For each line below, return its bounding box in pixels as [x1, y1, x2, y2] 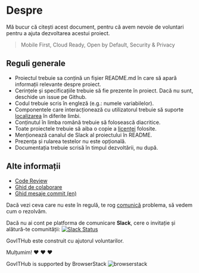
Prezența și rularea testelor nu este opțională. [14, 138, 126, 145]
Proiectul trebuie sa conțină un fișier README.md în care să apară [14, 74, 177, 81]
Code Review [14, 177, 48, 184]
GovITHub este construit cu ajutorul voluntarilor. [6, 237, 124, 244]
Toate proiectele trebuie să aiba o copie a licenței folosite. [14, 125, 157, 132]
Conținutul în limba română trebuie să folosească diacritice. [14, 119, 161, 126]
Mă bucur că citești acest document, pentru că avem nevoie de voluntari [6, 23, 184, 30]
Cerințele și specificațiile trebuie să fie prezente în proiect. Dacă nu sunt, [14, 87, 194, 94]
